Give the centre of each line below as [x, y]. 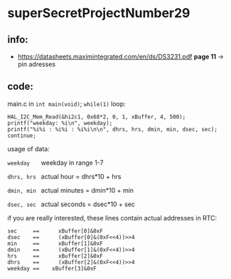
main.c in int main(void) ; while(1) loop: [66, 103]
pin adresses [36, 64]
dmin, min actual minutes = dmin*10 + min [70, 190]
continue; [22, 136]
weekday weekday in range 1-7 [55, 163]
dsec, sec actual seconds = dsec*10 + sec [71, 204]
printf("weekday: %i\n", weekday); [60, 123]
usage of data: [28, 148]
